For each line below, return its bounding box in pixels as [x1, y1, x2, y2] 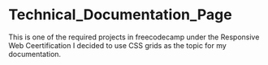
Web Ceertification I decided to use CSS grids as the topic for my [8, 40, 227, 50]
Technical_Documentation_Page [8, 6, 233, 24]
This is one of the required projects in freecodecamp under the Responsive [8, 32, 260, 42]
